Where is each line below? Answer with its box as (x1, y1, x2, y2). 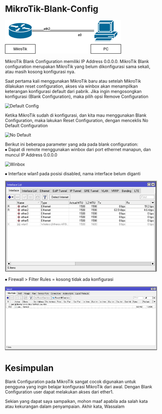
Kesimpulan (5, 363, 54, 374)
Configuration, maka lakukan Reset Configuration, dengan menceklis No (5, 117, 148, 123)
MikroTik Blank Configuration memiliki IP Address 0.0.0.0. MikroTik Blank (5, 58, 149, 64)
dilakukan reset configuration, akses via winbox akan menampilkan (5, 83, 138, 89)
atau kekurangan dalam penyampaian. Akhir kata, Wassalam (5, 403, 125, 410)
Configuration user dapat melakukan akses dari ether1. (5, 389, 114, 395)
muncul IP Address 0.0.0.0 (5, 152, 58, 158)
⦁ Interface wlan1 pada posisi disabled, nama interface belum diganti (5, 170, 141, 176)
